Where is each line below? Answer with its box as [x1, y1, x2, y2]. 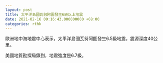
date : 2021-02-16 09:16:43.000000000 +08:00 [5, 16, 100, 21]
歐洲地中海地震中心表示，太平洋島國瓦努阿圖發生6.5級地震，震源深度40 [5, 35, 154, 41]
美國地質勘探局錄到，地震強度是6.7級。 [5, 52, 86, 58]
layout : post [5, 7, 33, 12]
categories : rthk [5, 21, 42, 26]
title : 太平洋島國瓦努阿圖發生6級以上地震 [5, 12, 83, 17]
